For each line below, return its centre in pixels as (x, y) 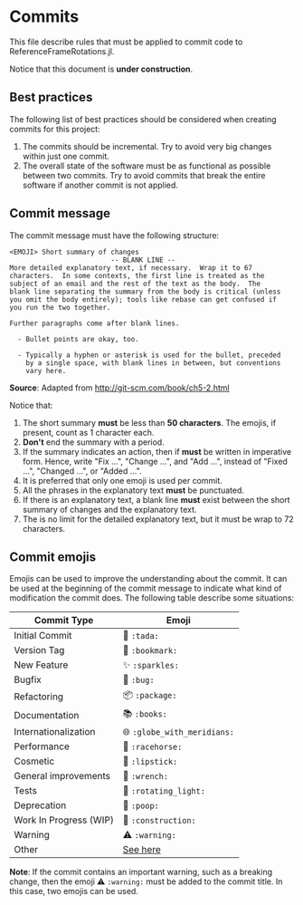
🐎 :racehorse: (152, 746)
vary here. (46, 371)
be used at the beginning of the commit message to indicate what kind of (146, 588)
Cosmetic (34, 761)
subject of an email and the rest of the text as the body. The (135, 284)
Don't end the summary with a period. (93, 442)
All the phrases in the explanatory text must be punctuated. (133, 490)
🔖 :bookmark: (150, 650)
